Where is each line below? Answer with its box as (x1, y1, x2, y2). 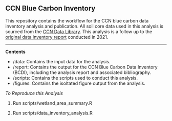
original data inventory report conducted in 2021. (5, 34, 109, 40)
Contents (5, 49, 26, 55)
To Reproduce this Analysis (5, 90, 63, 96)
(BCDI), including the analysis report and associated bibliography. (12, 69, 152, 76)
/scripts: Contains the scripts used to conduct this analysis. (12, 75, 138, 81)
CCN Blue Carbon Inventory (5, 4, 96, 13)
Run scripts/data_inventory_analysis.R (12, 110, 93, 116)
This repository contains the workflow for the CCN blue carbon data (5, 17, 149, 23)
